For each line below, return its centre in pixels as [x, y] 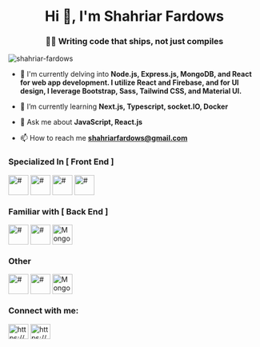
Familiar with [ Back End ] [58, 211]
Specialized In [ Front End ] [61, 162]
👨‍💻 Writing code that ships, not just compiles [134, 42]
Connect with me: [44, 311]
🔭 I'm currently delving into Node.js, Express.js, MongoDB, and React [136, 74]
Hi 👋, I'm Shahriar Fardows [134, 16]
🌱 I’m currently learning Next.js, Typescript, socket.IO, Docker [124, 106]
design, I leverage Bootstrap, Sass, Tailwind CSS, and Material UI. [131, 91]
